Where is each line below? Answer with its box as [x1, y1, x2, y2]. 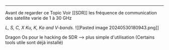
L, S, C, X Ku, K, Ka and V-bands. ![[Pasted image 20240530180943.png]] [5, 25, 159, 30]
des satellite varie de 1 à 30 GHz [5, 15, 72, 21]
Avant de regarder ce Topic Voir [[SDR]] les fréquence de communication [5, 10, 157, 15]
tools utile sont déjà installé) [5, 40, 63, 45]
